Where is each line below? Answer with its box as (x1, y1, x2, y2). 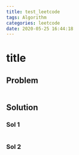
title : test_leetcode (6, 8, 60, 15)
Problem (6, 75, 39, 85)
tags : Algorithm (6, 14, 47, 20)
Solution (6, 102, 38, 112)
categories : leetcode (6, 20, 60, 26)
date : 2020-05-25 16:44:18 (6, 25, 74, 32)
